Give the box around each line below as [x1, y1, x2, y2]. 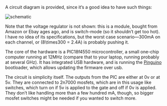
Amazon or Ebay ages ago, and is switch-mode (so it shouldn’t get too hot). [5, 29, 160, 34]
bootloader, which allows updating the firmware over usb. [5, 64, 123, 70]
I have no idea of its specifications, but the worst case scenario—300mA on [5, 34, 161, 40]
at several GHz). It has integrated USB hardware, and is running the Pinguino [5, 59, 162, 65]
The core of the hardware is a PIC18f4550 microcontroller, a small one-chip [5, 49, 159, 54]
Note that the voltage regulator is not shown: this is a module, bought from [5, 23, 158, 29]
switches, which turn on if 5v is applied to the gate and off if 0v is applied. [5, 85, 157, 91]
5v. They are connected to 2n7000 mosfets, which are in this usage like [5, 79, 152, 85]
